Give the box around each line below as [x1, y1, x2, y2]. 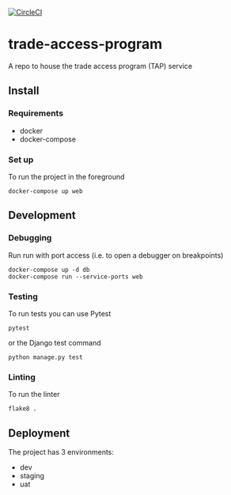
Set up [8, 154, 34, 165]
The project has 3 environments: [8, 448, 115, 457]
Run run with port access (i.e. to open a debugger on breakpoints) [8, 250, 224, 260]
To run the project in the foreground [8, 172, 125, 181]
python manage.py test [8, 353, 83, 361]
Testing [8, 291, 38, 302]
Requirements [8, 108, 64, 119]
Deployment [8, 426, 70, 440]
